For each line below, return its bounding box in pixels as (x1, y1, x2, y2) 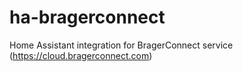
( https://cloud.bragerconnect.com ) (9, 49, 153, 61)
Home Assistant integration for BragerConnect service (9, 39, 234, 51)
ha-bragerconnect (9, 6, 166, 29)
